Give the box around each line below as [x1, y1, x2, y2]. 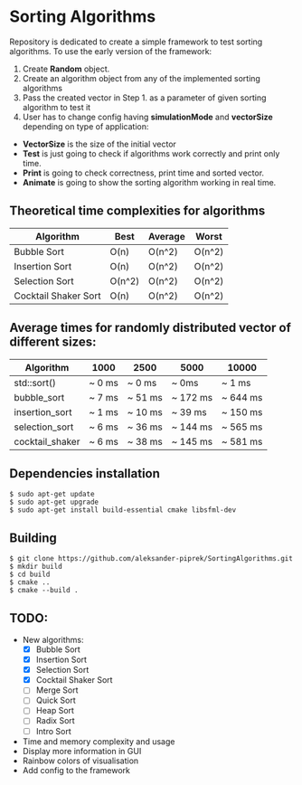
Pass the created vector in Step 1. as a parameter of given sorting [22, 92, 267, 103]
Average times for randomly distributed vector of [9, 320, 292, 336]
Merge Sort [35, 685, 79, 695]
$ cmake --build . [9, 586, 79, 595]
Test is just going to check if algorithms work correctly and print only [22, 147, 280, 159]
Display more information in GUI [22, 745, 142, 756]
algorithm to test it [22, 101, 91, 112]
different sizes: [9, 335, 97, 350]
